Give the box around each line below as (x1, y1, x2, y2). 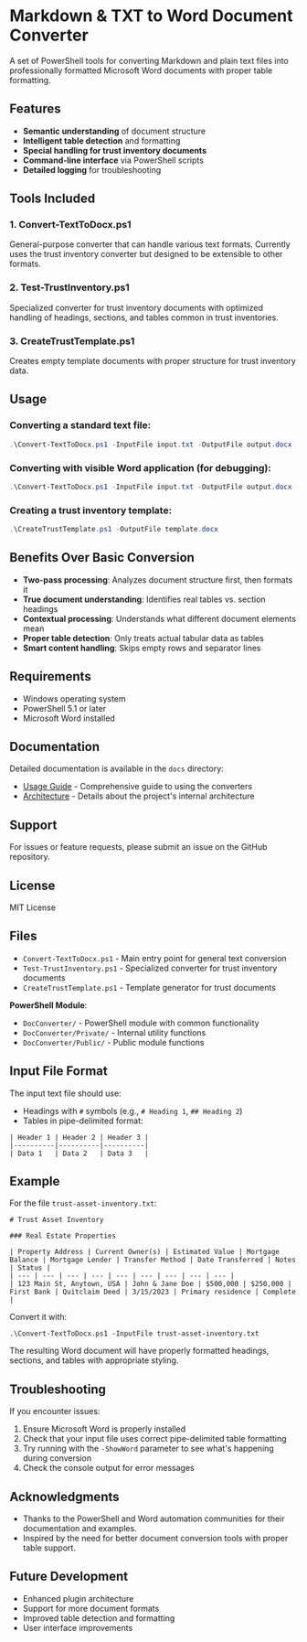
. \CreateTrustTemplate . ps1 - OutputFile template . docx (9, 525, 219, 534)
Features (9, 102, 61, 117)
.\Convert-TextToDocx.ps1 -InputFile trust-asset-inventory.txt (9, 1329, 259, 1338)
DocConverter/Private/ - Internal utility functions (22, 1026, 206, 1038)
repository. (9, 852, 50, 863)
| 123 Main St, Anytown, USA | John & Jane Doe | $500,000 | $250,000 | (9, 1280, 292, 1289)
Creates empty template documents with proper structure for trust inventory (9, 356, 297, 367)
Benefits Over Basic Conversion (9, 550, 195, 565)
